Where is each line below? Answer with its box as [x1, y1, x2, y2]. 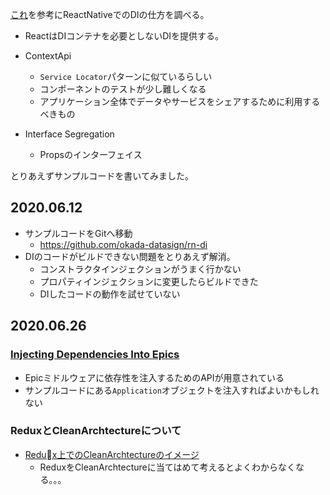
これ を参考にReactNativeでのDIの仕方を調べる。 [10, 9, 210, 20]
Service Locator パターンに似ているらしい [39, 71, 213, 82]
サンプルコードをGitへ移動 [24, 227, 133, 239]
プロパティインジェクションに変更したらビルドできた [39, 275, 259, 287]
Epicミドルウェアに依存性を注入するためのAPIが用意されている [24, 371, 285, 383]
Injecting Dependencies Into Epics [10, 348, 180, 362]
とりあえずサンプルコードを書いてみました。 [10, 170, 194, 182]
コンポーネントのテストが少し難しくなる [39, 83, 207, 95]
